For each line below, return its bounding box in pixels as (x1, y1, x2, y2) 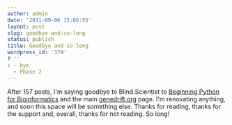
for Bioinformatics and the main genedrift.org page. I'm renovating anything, (7, 94, 226, 103)
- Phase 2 (13, 68, 42, 75)
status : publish (7, 36, 54, 43)
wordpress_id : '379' (7, 49, 68, 56)
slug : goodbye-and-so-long (7, 29, 86, 37)
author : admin (7, 10, 49, 17)
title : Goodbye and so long (7, 42, 89, 49)
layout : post (7, 23, 45, 30)
